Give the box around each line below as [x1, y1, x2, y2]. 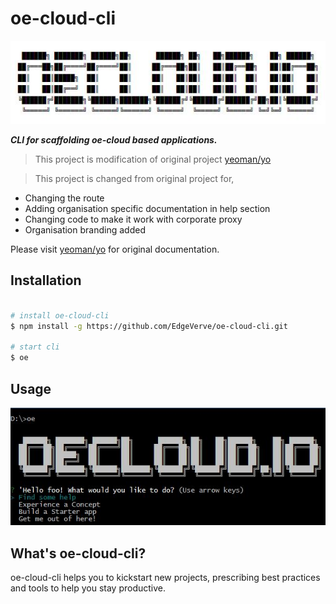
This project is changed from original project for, [34, 173, 235, 185]
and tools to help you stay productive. [10, 582, 167, 594]
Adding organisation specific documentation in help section [24, 203, 271, 215]
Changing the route [24, 192, 105, 204]
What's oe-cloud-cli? [10, 545, 147, 562]
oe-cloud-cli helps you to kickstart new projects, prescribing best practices [10, 572, 321, 584]
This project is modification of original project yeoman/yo [34, 153, 272, 166]
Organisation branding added [24, 224, 146, 236]
